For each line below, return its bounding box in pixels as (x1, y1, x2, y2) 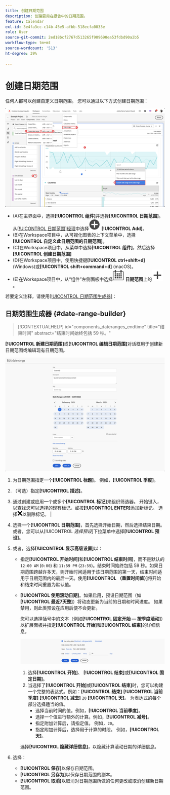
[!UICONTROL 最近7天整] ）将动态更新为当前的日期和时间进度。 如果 (20, 598, 163, 604)
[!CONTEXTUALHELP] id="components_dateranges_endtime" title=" (17, 324, 160, 330)
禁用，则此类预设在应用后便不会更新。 (20, 604, 100, 611)
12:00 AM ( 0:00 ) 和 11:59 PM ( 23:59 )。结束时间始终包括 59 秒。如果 (20, 562, 158, 569)
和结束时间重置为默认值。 (20, 581, 74, 587)
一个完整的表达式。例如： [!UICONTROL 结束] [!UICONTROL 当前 (27, 688, 163, 694)
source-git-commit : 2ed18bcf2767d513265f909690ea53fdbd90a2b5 (5, 35, 139, 40)
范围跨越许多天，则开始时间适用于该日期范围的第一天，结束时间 (24, 569, 158, 575)
